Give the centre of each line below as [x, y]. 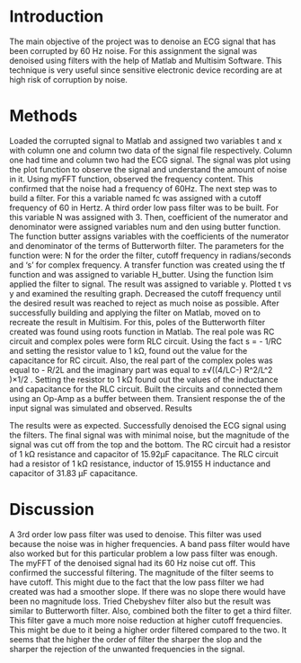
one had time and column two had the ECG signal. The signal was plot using [150, 160]
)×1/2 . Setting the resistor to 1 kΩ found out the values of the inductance [144, 379]
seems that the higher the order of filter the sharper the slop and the [136, 639]
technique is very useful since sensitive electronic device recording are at [146, 70]
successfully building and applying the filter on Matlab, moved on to [135, 313]
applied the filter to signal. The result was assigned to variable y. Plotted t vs [150, 284]
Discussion [52, 510]
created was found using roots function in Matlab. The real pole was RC [142, 331]
